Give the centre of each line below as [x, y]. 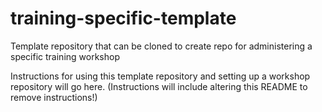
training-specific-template [123, 18]
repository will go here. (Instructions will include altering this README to [159, 86]
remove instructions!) [54, 97]
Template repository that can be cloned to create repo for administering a [161, 46]
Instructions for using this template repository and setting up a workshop [160, 76]
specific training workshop [65, 56]
